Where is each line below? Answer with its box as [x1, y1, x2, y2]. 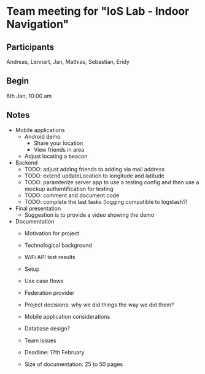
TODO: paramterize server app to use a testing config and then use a [24, 178, 199, 185]
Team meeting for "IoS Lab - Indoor [6, 4, 190, 18]
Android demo [24, 133, 61, 140]
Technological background [24, 241, 92, 249]
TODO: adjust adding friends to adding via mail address [24, 165, 165, 173]
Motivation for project [24, 229, 80, 237]
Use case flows [24, 277, 64, 284]
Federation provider [24, 289, 75, 296]
